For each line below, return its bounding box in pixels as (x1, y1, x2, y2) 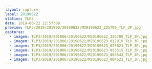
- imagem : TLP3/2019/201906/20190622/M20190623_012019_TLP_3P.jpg (9, 39, 148, 44)
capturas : (5, 30, 25, 34)
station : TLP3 (5, 16, 34, 21)
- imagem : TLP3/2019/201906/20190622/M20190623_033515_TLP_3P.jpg (9, 48, 148, 52)
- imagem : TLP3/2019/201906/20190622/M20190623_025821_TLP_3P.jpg (9, 43, 148, 48)
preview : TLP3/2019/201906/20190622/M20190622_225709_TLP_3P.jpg (5, 25, 141, 30)
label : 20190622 (5, 12, 38, 17)
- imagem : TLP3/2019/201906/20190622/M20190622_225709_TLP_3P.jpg (9, 34, 148, 39)
